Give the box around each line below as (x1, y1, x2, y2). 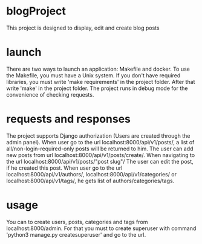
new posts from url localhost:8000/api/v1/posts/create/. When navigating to (6, 151, 195, 158)
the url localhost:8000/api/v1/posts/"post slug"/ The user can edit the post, (6, 158, 194, 165)
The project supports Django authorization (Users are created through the (6, 132, 191, 140)
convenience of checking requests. (6, 91, 94, 98)
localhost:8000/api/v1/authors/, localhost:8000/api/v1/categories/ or (6, 170, 177, 178)
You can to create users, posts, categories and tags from (6, 218, 148, 225)
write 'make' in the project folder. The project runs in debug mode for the (6, 85, 188, 92)
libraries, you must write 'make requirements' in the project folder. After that (6, 78, 195, 85)
